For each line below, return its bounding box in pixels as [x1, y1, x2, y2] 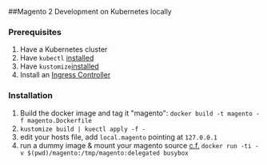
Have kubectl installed [19, 53, 94, 63]
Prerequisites [8, 26, 62, 37]
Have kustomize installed [19, 61, 100, 71]
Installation [8, 90, 54, 101]
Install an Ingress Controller [19, 70, 111, 80]
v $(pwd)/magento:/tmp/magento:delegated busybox [19, 149, 189, 157]
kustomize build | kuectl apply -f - [19, 125, 146, 133]
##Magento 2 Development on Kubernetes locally [8, 7, 172, 16]
